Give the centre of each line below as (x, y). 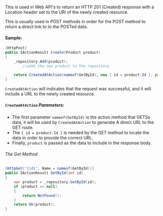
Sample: (14, 38)
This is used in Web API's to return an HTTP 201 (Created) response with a (80, 7)
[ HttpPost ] (16, 48)
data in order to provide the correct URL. (53, 138)
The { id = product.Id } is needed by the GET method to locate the (81, 133)
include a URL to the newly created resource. (50, 94)
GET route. (23, 127)
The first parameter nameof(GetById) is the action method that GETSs (81, 117)
